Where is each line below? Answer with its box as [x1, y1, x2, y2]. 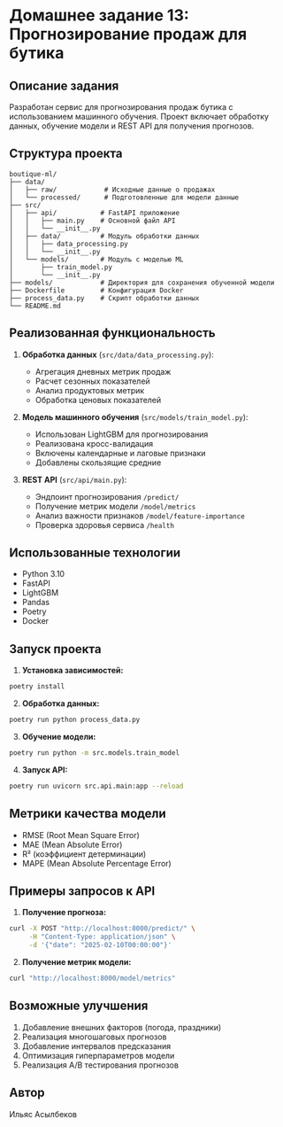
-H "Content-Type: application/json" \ [28, 932, 176, 942]
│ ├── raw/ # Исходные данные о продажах [9, 185, 216, 194]
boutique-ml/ [9, 169, 57, 178]
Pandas [21, 597, 50, 608]
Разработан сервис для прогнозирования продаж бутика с [9, 102, 233, 112]
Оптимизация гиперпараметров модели [21, 1050, 175, 1061]
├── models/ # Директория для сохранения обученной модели [9, 278, 275, 287]
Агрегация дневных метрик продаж [34, 366, 172, 377]
